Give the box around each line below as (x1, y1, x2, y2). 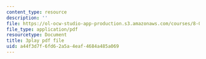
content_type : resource (6, 9, 67, 15)
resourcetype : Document (6, 32, 67, 38)
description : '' (6, 15, 48, 21)
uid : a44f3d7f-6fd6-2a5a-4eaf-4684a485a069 (6, 44, 120, 50)
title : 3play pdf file (6, 37, 64, 44)
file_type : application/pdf (6, 26, 78, 33)
